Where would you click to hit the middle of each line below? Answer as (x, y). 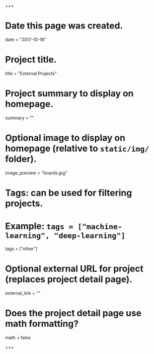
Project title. (31, 60)
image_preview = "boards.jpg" (36, 173)
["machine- (100, 227)
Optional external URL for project (74, 269)
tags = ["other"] (21, 249)
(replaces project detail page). (69, 279)
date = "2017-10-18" (26, 39)
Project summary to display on (70, 94)
